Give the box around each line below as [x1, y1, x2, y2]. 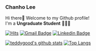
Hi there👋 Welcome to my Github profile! [5, 15, 90, 21]
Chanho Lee [5, 4, 36, 11]
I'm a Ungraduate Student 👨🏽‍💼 [5, 20, 71, 26]
